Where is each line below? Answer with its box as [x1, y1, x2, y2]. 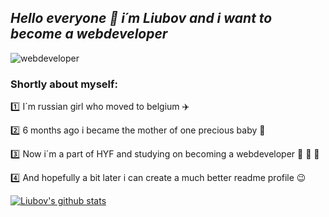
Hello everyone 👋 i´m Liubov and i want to [10, 10, 273, 27]
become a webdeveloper [10, 26, 168, 43]
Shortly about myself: [10, 77, 118, 91]
